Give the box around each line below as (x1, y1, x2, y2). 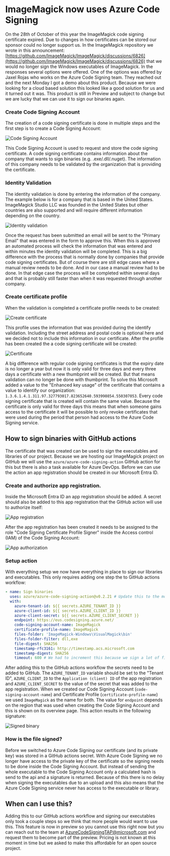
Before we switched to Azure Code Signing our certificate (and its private (5, 747, 158, 753)
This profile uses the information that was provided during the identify (5, 324, 151, 330)
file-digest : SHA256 (14, 641, 58, 646)
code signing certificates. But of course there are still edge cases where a (5, 259, 159, 265)
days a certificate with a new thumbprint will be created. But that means (5, 371, 155, 377)
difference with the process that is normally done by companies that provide (5, 254, 164, 260)
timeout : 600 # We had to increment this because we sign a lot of (14, 656, 159, 661)
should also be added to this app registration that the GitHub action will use (5, 499, 162, 505)
